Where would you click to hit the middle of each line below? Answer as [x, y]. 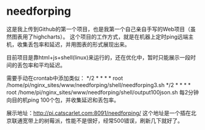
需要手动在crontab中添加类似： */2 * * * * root [65, 78]
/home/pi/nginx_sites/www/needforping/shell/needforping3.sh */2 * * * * [99, 85]
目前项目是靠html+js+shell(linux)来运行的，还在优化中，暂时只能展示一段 [99, 57]
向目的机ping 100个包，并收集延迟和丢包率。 [63, 100]
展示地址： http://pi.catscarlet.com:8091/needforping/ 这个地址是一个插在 [99, 113]
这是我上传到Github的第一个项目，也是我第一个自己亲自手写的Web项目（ [99, 29]
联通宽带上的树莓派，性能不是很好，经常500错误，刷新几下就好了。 [97, 120]
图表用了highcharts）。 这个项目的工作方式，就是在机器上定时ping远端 [100, 36]
